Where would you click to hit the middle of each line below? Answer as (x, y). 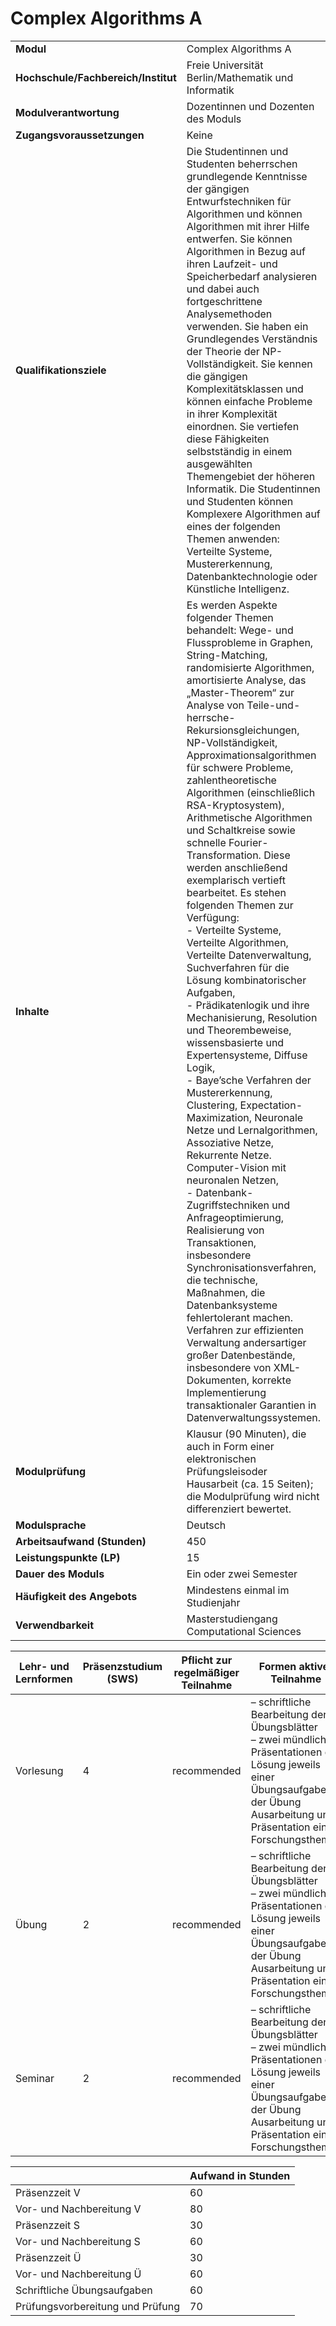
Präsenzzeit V (48, 2192)
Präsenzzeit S (47, 2225)
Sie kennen (286, 364)
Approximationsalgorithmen (251, 755)
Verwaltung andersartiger (246, 1342)
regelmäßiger (206, 1672)
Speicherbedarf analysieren (252, 276)
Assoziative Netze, (230, 1142)
